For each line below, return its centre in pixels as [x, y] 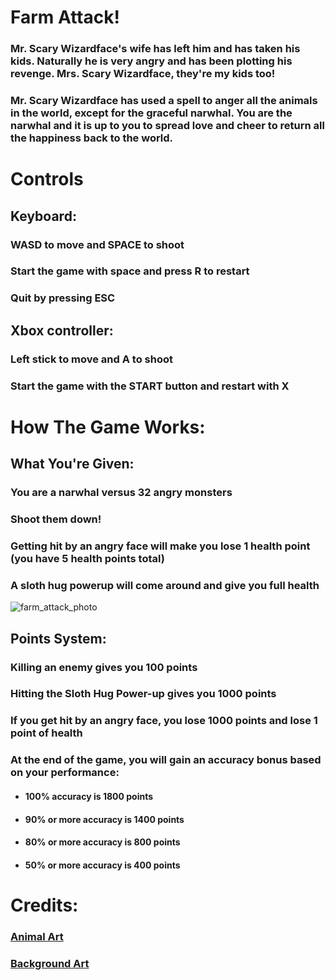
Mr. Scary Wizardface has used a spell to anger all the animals [164, 101]
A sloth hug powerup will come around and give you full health [165, 585]
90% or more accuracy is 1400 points [104, 819]
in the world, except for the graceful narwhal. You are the [151, 113]
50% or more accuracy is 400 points [102, 865]
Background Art [50, 963]
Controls [47, 179]
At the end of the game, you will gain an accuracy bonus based [166, 760]
